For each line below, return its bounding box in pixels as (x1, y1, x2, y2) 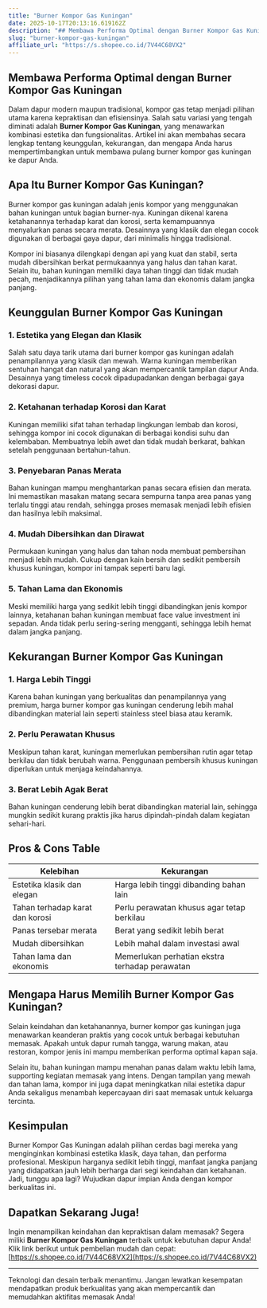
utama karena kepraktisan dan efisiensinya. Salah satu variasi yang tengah (8, 112, 253, 122)
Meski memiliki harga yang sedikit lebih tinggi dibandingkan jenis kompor (8, 601, 248, 611)
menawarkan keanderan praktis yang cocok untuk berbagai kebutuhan (8, 1030, 240, 1039)
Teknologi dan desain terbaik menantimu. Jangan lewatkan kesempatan (8, 1275, 243, 1285)
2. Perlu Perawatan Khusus (8, 729, 115, 740)
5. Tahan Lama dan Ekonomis (8, 583, 123, 595)
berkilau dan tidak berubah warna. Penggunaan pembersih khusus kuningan (8, 755, 258, 765)
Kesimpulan (8, 1119, 69, 1133)
